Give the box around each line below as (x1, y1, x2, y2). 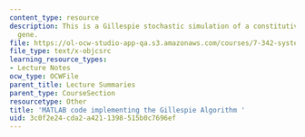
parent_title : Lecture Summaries (9, 80, 136, 89)
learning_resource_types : (9, 55, 107, 64)
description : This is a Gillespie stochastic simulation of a (9, 22, 250, 31)
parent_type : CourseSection (9, 88, 116, 97)
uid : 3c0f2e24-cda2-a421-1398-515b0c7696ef (9, 114, 177, 123)
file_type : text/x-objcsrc (9, 47, 112, 56)
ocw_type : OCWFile (9, 72, 79, 81)
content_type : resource (9, 13, 100, 23)
